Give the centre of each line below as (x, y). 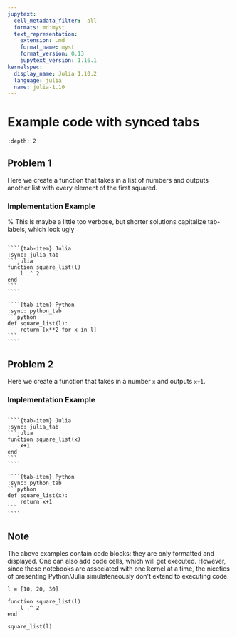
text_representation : (46, 34)
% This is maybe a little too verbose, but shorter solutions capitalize (107, 222)
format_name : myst (47, 47)
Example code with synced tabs (104, 122)
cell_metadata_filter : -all (56, 21)
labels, (17, 230)
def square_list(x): (38, 496)
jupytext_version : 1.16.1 (59, 61)
